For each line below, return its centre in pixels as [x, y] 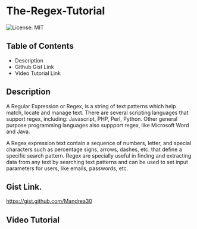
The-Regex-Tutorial [56, 11]
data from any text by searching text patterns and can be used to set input [97, 162]
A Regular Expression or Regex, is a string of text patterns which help [91, 106]
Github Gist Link [35, 67]
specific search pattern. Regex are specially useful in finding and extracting [99, 155]
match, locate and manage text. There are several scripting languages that [97, 112]
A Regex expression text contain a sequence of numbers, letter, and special [99, 143]
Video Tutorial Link [38, 73]
